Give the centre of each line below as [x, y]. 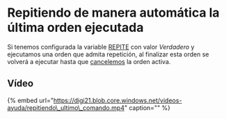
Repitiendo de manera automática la [114, 13]
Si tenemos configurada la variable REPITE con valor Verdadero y [101, 47]
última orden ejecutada [75, 27]
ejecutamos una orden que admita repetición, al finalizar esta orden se [108, 54]
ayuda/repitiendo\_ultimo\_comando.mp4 [66, 108]
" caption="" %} [147, 108]
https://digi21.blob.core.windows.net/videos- [118, 100]
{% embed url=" [31, 100]
